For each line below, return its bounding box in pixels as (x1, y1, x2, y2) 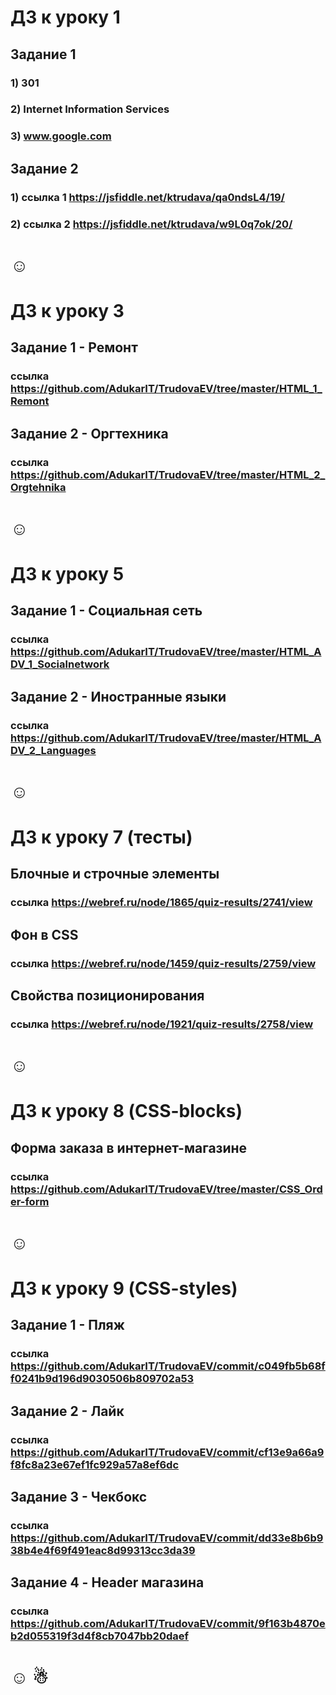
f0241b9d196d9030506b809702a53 (10, 1372, 195, 1386)
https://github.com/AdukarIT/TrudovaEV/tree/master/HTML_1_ (10, 382, 323, 396)
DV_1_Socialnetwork (10, 657, 110, 671)
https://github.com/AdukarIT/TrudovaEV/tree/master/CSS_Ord (10, 1182, 323, 1196)
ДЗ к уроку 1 (10, 6, 121, 29)
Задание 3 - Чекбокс (10, 1488, 148, 1505)
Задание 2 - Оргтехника (10, 425, 169, 442)
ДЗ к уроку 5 (10, 562, 125, 585)
